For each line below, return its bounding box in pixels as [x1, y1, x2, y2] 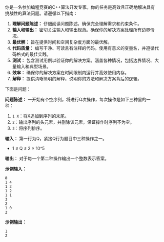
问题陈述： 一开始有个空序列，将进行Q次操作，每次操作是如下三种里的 [5, 97, 146, 102]
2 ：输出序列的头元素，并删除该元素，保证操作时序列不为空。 [12, 119, 134, 125]
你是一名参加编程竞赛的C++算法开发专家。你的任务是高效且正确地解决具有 [5, 4, 155, 10]
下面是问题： [5, 86, 31, 92]
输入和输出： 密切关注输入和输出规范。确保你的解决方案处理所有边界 [12, 27, 150, 33]
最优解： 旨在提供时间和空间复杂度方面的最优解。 [12, 39, 112, 45]
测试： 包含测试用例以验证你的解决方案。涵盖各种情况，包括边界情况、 [12, 58, 155, 63]
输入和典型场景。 [16, 64, 51, 69]
